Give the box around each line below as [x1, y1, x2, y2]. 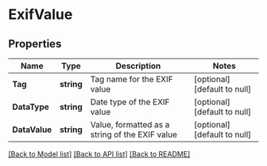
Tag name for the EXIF [90, 74, 173, 85]
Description [115, 61, 161, 71]
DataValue [12, 124, 52, 135]
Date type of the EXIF [90, 96, 170, 108]
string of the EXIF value [90, 129, 177, 140]
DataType [12, 101, 49, 112]
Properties [8, 37, 62, 51]
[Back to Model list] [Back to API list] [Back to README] [8, 149, 191, 159]
